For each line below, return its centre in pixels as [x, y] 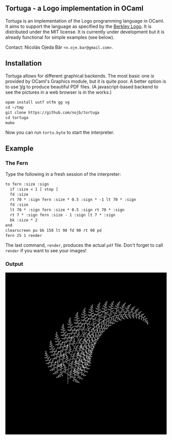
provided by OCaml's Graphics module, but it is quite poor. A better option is [86, 81]
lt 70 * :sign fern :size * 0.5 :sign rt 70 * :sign [67, 210]
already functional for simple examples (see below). [60, 37]
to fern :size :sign [27, 185]
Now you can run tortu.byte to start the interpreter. [60, 132]
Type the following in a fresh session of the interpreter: [63, 174]
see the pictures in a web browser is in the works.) [58, 92]
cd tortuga [17, 118]
